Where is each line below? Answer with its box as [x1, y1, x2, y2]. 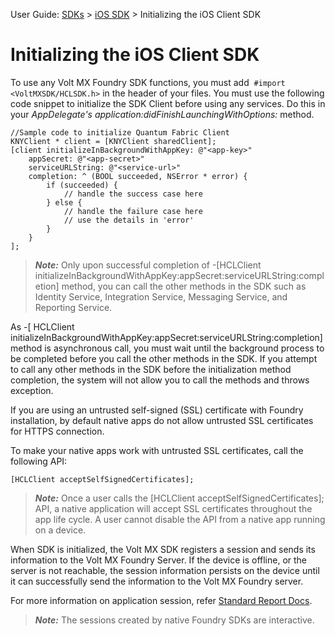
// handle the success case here [63, 189, 203, 199]
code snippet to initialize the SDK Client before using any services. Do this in [10, 97, 326, 109]
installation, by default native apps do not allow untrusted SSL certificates [10, 414, 314, 426]
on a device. [34, 524, 87, 536]
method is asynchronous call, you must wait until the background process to [10, 342, 325, 354]
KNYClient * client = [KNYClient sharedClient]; [10, 136, 217, 146]
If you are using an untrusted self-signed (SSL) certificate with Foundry [10, 404, 304, 416]
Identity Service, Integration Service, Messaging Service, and [34, 290, 288, 303]
